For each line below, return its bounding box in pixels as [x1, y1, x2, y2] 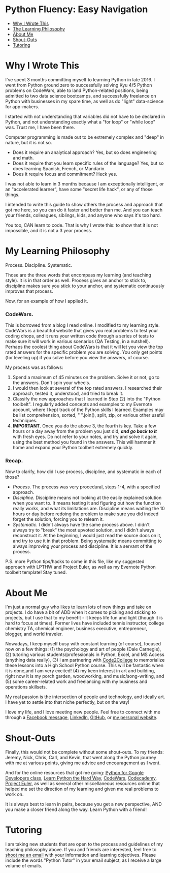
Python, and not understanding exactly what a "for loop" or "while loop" [5, 118, 156, 125]
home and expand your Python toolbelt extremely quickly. [12, 445, 133, 451]
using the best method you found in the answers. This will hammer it [12, 439, 156, 445]
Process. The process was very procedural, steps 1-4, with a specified [12, 484, 160, 490]
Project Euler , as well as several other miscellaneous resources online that [5, 781, 160, 787]
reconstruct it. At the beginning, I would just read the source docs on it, [12, 533, 161, 539]
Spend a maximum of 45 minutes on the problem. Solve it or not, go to [12, 375, 160, 381]
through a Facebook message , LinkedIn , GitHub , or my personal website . [5, 714, 158, 721]
